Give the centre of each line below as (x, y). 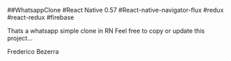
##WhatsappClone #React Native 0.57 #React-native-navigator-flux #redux (115, 10)
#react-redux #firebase (41, 17)
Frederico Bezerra (33, 52)
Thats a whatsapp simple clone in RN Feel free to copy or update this (106, 31)
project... (20, 38)
